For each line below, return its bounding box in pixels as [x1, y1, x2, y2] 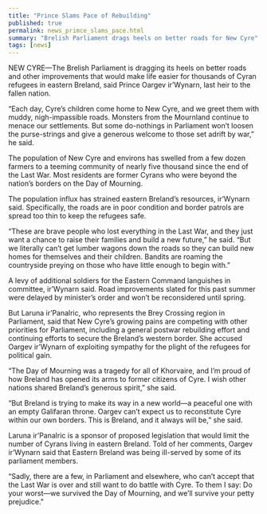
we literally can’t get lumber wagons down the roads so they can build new [8, 244, 254, 253]
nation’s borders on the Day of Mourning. [8, 179, 143, 188]
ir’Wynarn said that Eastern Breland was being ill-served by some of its [8, 448, 241, 457]
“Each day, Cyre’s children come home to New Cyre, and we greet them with [8, 104, 260, 114]
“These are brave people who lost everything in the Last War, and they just [8, 226, 253, 236]
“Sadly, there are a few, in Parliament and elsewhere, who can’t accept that [8, 472, 255, 481]
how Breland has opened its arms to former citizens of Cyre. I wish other [8, 375, 247, 384]
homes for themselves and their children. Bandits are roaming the [8, 252, 223, 261]
